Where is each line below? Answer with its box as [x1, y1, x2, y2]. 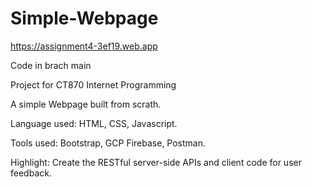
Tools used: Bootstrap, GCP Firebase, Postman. [10, 137, 207, 149]
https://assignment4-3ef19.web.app [10, 40, 158, 52]
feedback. [10, 167, 52, 179]
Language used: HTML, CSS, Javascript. [10, 117, 178, 129]
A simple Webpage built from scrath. [10, 98, 162, 110]
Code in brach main [10, 59, 92, 71]
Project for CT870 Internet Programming [10, 78, 177, 91]
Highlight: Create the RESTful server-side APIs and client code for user [10, 156, 302, 168]
